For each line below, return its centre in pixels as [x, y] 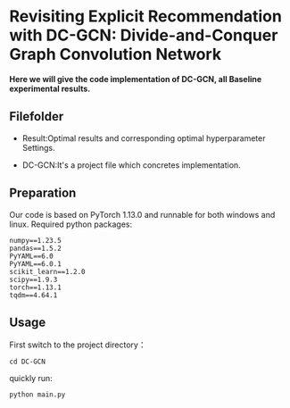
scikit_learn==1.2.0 [48, 271]
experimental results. [50, 88]
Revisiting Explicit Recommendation [146, 17]
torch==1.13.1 [36, 287]
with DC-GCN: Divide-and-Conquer [144, 35]
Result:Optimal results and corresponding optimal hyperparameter [144, 138]
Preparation [43, 193]
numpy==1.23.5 [36, 240]
